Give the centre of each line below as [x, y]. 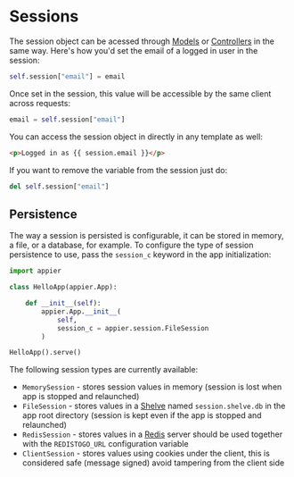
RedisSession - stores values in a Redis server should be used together [152, 434]
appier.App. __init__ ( [82, 311]
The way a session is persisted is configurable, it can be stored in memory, [147, 236]
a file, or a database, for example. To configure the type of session [131, 245]
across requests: [40, 103]
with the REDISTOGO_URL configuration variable [105, 444]
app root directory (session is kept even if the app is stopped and [142, 415]
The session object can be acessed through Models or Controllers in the [142, 41]
